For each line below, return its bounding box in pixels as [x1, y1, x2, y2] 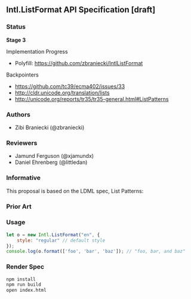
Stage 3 [6, 36, 26, 44]
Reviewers [6, 139, 38, 147]
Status [6, 23, 26, 31]
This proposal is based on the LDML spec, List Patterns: [6, 187, 144, 194]
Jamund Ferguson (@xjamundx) [14, 152, 94, 160]
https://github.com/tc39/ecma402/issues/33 [14, 83, 125, 90]
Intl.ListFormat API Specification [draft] [6, 5, 156, 15]
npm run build [6, 282, 42, 288]
